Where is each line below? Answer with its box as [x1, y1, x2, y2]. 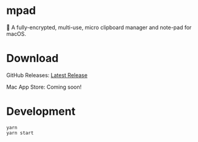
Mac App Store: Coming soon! [6, 83, 82, 90]
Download [6, 52, 59, 66]
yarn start [6, 130, 34, 136]
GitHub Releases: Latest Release [6, 71, 88, 79]
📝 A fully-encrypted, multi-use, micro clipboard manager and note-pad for [6, 24, 192, 31]
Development [6, 104, 76, 118]
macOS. [6, 30, 26, 37]
